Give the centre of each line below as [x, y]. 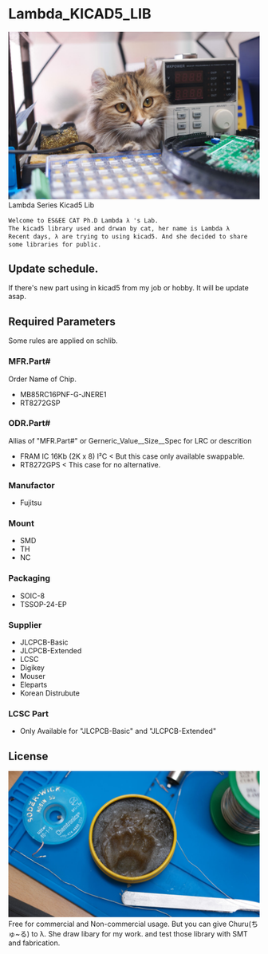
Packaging [29, 578]
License [28, 756]
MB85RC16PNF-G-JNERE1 [63, 394]
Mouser [32, 676]
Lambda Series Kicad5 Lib [51, 205]
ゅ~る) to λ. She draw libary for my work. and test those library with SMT [128, 933]
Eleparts [33, 685]
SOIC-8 [32, 596]
